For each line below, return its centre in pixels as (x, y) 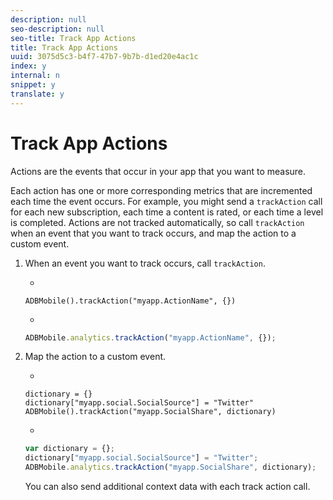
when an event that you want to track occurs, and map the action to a (153, 233)
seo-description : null (57, 29)
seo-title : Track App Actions (73, 38)
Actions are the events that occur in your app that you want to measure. (158, 171)
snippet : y (33, 85)
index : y (28, 66)
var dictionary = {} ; (70, 449)
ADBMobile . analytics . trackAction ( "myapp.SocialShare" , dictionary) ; (170, 467)
